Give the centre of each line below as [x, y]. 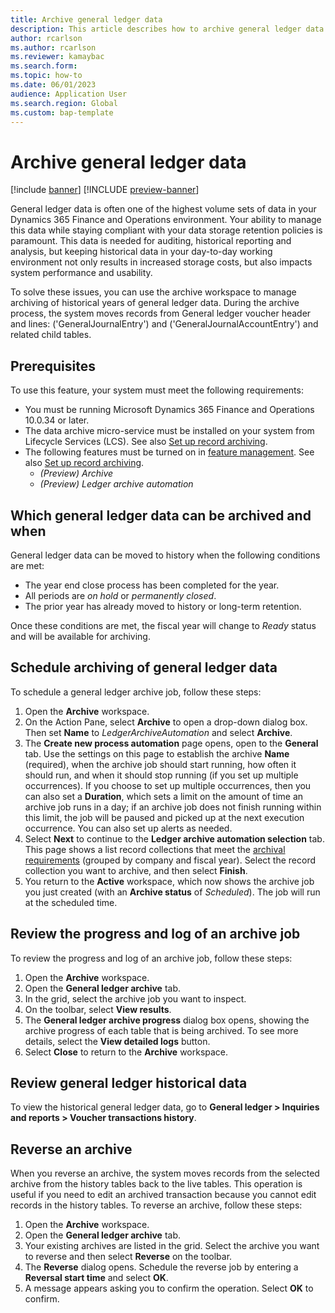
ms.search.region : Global [64, 103]
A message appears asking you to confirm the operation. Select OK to [169, 1288]
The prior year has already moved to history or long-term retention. [163, 606]
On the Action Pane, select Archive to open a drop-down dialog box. [166, 722]
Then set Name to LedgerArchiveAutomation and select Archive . [158, 732]
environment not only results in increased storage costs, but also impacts [161, 262]
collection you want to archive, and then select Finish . [136, 870]
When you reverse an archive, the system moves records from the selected [165, 1173]
